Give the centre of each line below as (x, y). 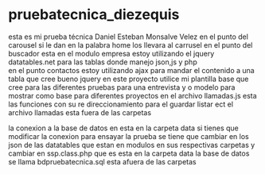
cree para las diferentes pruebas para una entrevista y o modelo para (122, 87)
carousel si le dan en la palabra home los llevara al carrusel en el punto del (131, 44)
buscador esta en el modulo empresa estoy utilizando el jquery (111, 53)
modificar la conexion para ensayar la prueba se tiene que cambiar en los (129, 136)
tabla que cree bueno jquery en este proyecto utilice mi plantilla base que (129, 79)
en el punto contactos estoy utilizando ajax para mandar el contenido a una (131, 70)
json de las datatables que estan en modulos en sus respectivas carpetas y (132, 145)
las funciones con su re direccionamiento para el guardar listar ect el (121, 104)
